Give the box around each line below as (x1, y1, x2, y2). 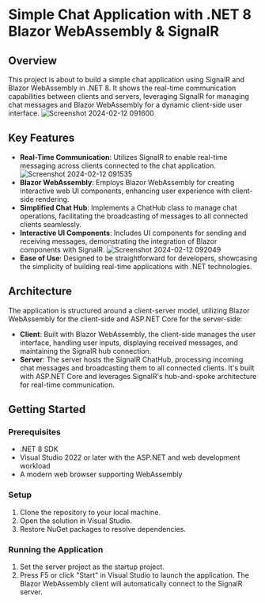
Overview (8, 54, 58, 67)
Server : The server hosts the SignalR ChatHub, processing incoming (19, 355, 244, 364)
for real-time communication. (19, 380, 115, 389)
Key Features (8, 131, 75, 145)
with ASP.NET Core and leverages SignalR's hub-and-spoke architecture (19, 371, 257, 381)
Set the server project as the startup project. (19, 562, 165, 571)
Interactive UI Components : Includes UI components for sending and (19, 228, 247, 237)
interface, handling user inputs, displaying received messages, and (19, 338, 239, 347)
